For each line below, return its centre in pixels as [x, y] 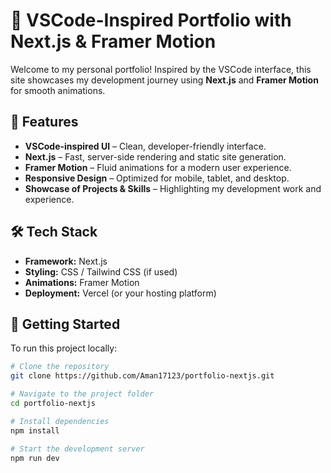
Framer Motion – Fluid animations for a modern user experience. [158, 167]
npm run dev [35, 458]
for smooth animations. [58, 90]
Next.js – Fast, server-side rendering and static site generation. [155, 156]
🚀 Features [44, 122]
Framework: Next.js [66, 261]
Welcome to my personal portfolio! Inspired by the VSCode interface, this [161, 69]
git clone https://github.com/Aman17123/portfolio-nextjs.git [142, 376]
